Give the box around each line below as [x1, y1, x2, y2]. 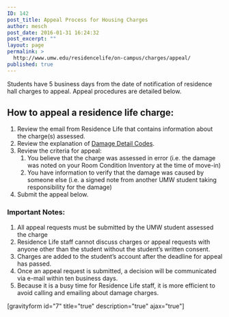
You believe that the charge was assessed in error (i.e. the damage [27, 154, 216, 162]
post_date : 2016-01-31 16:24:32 [7, 29, 99, 36]
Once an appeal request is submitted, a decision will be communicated [16, 266, 217, 275]
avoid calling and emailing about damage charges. [16, 288, 159, 296]
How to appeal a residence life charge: [7, 107, 174, 118]
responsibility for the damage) [27, 183, 113, 192]
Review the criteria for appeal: [16, 147, 102, 155]
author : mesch [7, 23, 48, 29]
